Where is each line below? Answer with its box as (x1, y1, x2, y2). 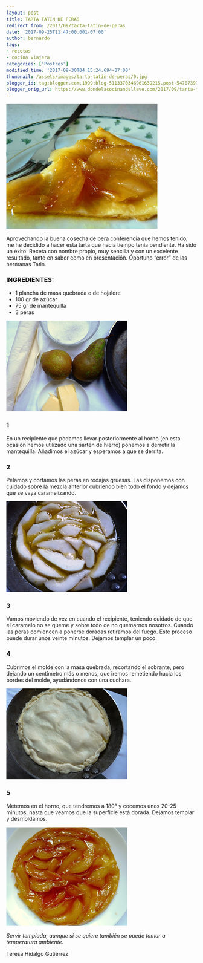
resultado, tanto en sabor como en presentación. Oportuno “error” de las (6, 254, 187, 261)
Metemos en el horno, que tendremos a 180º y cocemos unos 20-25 (6, 802, 177, 809)
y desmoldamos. (6, 815, 48, 822)
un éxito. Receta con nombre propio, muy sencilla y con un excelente (6, 248, 178, 255)
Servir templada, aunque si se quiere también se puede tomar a (6, 932, 166, 939)
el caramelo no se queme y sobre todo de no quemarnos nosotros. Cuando (6, 622, 193, 629)
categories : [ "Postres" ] (6, 60, 69, 67)
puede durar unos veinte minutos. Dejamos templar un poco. (6, 635, 157, 642)
